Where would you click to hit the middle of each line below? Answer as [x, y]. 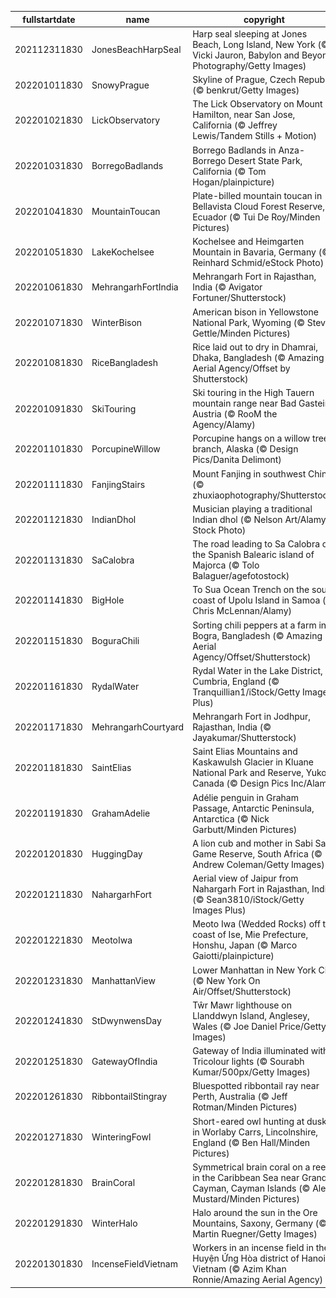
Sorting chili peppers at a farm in [259, 625]
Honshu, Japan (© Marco [245, 945]
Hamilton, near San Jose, [244, 115]
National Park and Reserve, [248, 773]
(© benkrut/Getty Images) [246, 90]
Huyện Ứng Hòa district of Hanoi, [260, 1258]
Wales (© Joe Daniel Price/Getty [259, 1026]
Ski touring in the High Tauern [253, 392]
